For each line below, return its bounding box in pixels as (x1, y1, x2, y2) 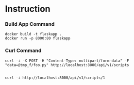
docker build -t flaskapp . (5, 32, 62, 37)
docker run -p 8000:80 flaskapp (5, 36, 70, 41)
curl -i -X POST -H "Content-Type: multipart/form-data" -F (5, 58, 130, 63)
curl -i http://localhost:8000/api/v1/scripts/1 (5, 75, 105, 80)
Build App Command (5, 21, 55, 28)
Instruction (5, 3, 50, 15)
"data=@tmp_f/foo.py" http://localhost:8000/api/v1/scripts (5, 62, 130, 68)
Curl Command (5, 47, 42, 54)
